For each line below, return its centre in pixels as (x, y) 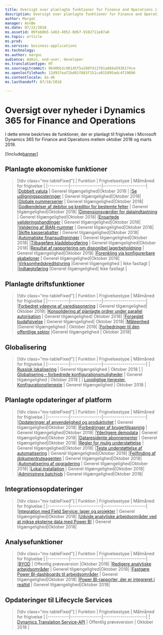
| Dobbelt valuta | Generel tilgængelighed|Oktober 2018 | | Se (77, 191)
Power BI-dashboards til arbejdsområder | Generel (67, 574)
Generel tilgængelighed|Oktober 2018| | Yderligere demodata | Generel (87, 432)
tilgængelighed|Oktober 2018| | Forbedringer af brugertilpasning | (82, 427)
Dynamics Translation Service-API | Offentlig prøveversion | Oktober (85, 622)
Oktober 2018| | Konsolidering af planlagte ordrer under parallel (80, 311)
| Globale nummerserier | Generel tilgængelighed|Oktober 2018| (80, 201)
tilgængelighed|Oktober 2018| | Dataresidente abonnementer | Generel (87, 437)
